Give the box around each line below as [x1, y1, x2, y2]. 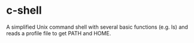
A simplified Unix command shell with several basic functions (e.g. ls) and [6, 23, 189, 30]
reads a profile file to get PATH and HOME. [6, 29, 111, 36]
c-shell [6, 4, 42, 17]
